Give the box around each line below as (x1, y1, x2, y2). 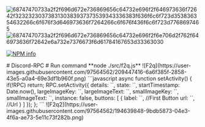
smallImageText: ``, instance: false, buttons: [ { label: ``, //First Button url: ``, (6, 95, 195, 101)
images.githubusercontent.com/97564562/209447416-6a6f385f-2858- (6, 68, 187, 76)
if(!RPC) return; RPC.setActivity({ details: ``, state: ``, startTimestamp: (6, 81, 180, 89)
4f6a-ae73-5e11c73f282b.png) (6, 114, 84, 121)
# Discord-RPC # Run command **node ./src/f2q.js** (6, 62, 141, 69)
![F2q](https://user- (142, 62, 192, 69)
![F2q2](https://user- (45, 101, 98, 108)
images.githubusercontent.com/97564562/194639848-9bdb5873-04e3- (6, 107, 191, 114)
